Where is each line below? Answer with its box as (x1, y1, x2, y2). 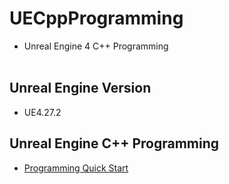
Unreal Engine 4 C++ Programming (23, 40, 169, 52)
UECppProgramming (9, 7, 184, 30)
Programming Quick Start (23, 162, 129, 174)
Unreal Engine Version (9, 80, 152, 97)
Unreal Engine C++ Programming (9, 135, 220, 152)
